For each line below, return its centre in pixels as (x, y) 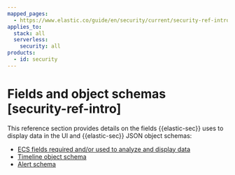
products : (22, 53)
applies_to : (24, 27)
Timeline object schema (52, 156)
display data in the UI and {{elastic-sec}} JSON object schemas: (100, 135)
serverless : (31, 40)
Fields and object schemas (87, 93)
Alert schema (36, 164)
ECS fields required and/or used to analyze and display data (104, 149)
